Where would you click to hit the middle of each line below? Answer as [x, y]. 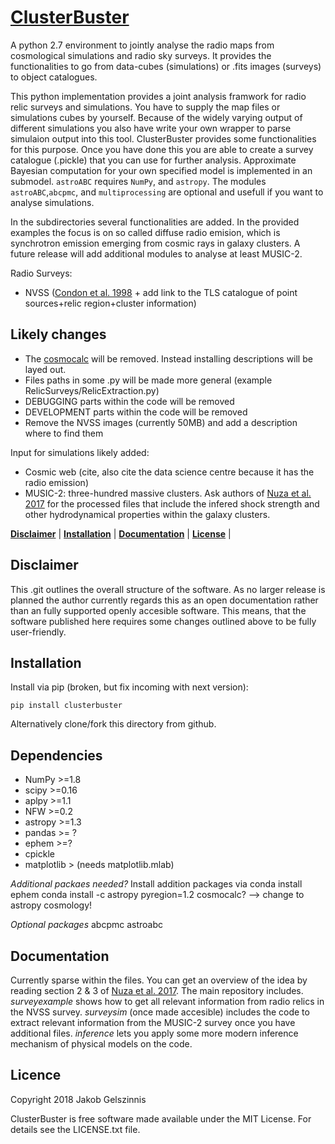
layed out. [45, 369]
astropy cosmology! [51, 905]
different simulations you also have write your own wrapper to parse [151, 128]
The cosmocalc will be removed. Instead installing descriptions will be [168, 358]
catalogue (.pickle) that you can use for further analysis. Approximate [153, 160]
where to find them [64, 433]
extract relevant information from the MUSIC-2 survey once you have [153, 1022]
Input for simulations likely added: [80, 452]
